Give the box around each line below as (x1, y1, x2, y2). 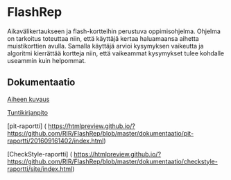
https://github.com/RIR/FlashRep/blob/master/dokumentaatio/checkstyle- (7, 157, 219, 165)
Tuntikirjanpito (7, 108, 49, 116)
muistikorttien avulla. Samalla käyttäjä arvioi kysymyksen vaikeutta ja (7, 42, 204, 50)
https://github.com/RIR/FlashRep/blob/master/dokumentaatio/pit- (7, 129, 194, 137)
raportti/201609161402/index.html (7, 136, 104, 145)
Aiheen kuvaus (7, 95, 50, 103)
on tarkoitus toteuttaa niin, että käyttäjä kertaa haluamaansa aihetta (7, 34, 199, 42)
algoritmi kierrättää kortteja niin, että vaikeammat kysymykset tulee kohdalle (7, 49, 225, 57)
